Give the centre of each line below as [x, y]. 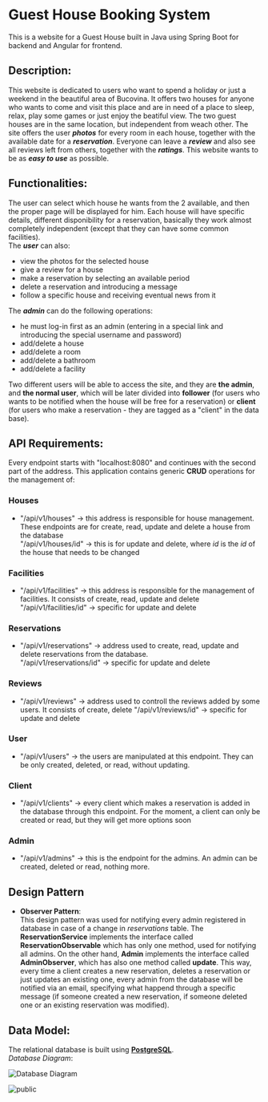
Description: [40, 71]
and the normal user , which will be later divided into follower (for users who [134, 393]
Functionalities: [48, 183]
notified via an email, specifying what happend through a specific [128, 988]
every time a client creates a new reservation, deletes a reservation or [135, 971]
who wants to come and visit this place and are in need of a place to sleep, [131, 107]
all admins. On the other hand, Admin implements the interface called [134, 954]
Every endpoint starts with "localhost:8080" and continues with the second [132, 463]
